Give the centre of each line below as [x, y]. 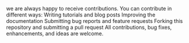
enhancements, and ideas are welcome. [55, 34]
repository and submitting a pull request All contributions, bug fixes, [89, 27]
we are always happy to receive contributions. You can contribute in [89, 9]
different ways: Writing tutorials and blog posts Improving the [81, 15]
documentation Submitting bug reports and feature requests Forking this [94, 21]
